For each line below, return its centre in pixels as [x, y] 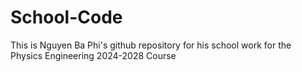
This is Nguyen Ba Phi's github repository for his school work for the [151, 45]
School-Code [66, 17]
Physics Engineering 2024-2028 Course [93, 55]
